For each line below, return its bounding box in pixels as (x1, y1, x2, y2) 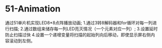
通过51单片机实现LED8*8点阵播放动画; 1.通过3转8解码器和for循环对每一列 (5, 20, 153, 25)
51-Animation (5, 3, 61, 14)
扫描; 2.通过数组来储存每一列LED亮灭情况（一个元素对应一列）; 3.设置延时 (9, 25, 158, 32)
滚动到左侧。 (9, 37, 35, 44)
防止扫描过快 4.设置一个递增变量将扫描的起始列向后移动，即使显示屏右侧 (5, 32, 151, 37)
